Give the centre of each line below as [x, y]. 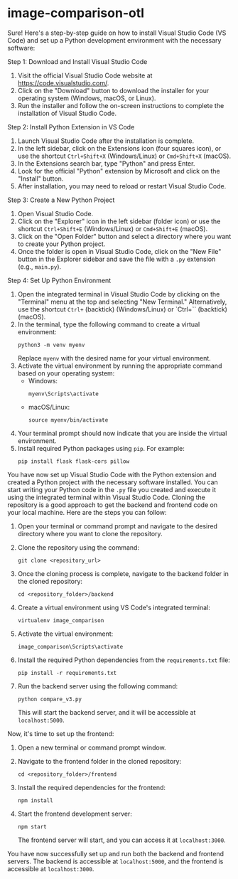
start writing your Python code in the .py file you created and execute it [112, 489]
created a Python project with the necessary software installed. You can [113, 482]
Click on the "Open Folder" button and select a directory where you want [124, 236]
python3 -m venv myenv [51, 345]
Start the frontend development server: [75, 814]
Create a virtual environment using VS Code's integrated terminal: [114, 607]
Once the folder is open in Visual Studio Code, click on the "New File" [119, 251]
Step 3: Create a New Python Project [61, 200]
